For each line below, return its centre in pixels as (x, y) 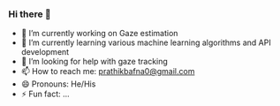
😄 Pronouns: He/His (58, 84)
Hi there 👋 (30, 14)
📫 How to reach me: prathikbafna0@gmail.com (108, 72)
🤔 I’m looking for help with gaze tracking (95, 62)
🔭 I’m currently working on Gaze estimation (99, 34)
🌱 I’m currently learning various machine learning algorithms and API (146, 42)
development (45, 52)
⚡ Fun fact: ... (45, 94)
